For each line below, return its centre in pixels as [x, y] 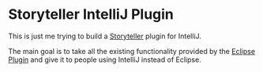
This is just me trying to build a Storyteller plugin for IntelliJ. [105, 36]
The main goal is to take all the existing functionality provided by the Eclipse [131, 51]
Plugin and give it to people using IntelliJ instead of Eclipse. [105, 59]
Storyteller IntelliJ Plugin [91, 14]
